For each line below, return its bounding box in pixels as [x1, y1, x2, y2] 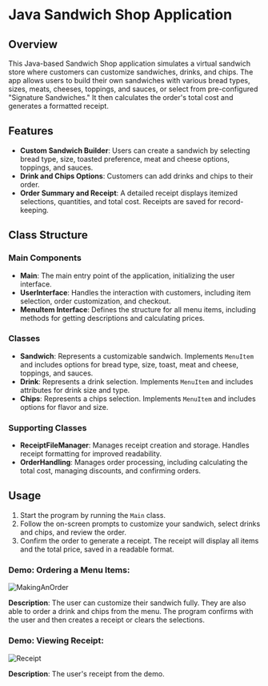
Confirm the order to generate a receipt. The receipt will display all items [19, 536, 259, 545]
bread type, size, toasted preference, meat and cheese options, [19, 154, 230, 163]
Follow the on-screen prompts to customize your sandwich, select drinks [19, 519, 261, 528]
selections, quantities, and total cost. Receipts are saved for [19, 196, 218, 206]
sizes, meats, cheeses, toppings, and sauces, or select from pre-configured [8, 84, 258, 94]
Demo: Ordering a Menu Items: [8, 564, 130, 576]
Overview [8, 38, 58, 51]
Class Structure [8, 228, 88, 242]
